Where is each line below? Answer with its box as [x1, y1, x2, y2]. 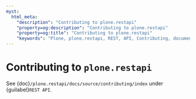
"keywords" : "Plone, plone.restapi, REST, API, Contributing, [16, 36, 171, 41]
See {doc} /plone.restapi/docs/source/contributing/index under [6, 80, 163, 87]
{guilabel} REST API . [6, 86, 52, 93]
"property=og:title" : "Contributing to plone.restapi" [16, 30, 153, 36]
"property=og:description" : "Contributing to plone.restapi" [16, 24, 168, 31]
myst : [6, 8, 19, 15]
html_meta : [11, 14, 38, 20]
